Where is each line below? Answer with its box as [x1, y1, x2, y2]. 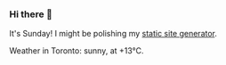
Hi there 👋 [9, 8, 53, 20]
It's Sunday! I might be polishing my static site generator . [9, 28, 218, 39]
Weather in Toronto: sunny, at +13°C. [9, 45, 144, 56]
